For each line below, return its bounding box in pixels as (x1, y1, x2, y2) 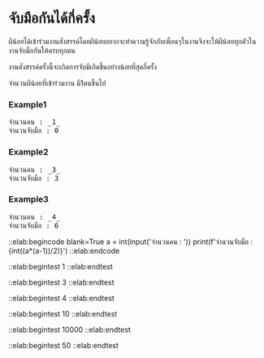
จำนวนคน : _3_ (8, 164, 61, 174)
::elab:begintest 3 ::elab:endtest (8, 277, 115, 287)
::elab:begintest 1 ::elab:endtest (8, 261, 114, 271)
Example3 (8, 194, 49, 205)
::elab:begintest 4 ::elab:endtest (8, 293, 115, 303)
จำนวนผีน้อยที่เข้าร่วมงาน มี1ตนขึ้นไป (8, 78, 106, 88)
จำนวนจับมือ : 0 (8, 126, 59, 135)
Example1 (8, 98, 47, 110)
